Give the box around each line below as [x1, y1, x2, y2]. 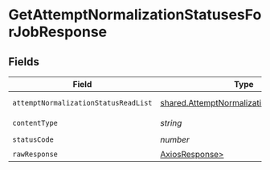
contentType [12, 118, 59, 127]
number [160, 134, 190, 145]
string [160, 117, 182, 128]
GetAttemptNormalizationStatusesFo [8, 6, 262, 24]
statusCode [12, 135, 54, 144]
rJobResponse [8, 23, 108, 41]
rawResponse [12, 150, 59, 159]
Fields [8, 55, 40, 68]
